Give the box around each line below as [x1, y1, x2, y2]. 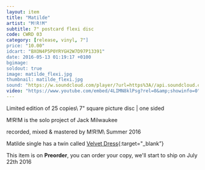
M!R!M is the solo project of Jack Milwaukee [6, 116, 118, 123]
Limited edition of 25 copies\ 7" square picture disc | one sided [6, 104, 165, 112]
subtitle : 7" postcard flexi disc [6, 25, 95, 32]
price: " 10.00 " [6, 43, 45, 49]
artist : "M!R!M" [6, 20, 48, 26]
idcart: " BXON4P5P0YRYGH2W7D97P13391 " [6, 49, 105, 55]
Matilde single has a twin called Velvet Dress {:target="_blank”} [6, 140, 164, 147]
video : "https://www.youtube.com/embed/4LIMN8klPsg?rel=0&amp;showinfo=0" [6, 88, 201, 94]
